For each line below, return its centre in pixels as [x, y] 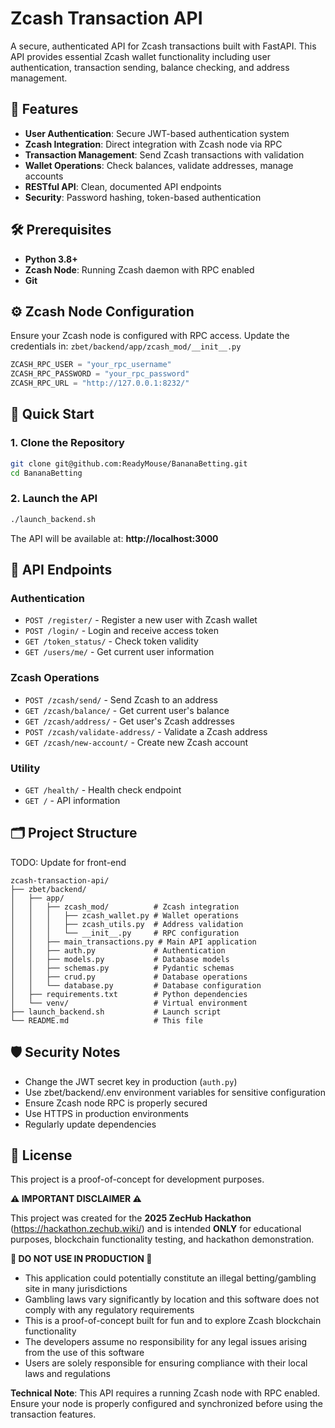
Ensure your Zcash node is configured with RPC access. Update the [150, 336]
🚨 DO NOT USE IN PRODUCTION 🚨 [81, 1259]
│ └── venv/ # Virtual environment [129, 1003]
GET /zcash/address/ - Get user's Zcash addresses [129, 721]
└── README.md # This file [106, 1020]
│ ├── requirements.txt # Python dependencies [129, 994]
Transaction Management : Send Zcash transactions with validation [164, 154]
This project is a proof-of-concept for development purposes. [137, 1179]
